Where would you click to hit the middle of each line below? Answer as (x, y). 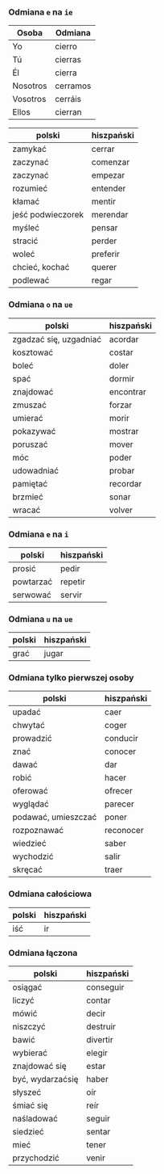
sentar (98, 1132)
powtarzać (33, 582)
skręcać (27, 869)
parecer (119, 804)
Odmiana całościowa (50, 894)
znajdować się (39, 1067)
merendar (110, 215)
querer (104, 267)
